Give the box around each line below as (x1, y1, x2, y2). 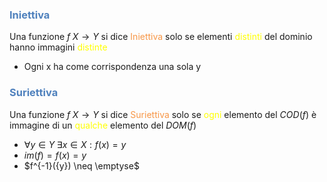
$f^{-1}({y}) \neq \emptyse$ (23, 159, 140, 172)
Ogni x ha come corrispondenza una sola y (23, 61, 202, 73)
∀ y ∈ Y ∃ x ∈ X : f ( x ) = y (23, 138, 127, 150)
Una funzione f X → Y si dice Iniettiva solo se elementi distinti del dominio (9, 31, 313, 43)
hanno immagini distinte (9, 41, 108, 53)
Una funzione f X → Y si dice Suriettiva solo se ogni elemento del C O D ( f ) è (9, 108, 317, 120)
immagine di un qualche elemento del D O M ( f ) (9, 119, 197, 131)
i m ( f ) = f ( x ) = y (23, 149, 87, 161)
